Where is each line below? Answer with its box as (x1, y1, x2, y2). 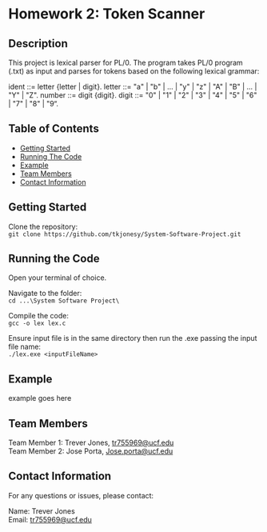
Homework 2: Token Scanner (8, 5, 205, 23)
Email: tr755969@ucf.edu (8, 514, 92, 524)
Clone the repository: (8, 222, 78, 231)
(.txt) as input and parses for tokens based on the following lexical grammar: (8, 66, 260, 76)
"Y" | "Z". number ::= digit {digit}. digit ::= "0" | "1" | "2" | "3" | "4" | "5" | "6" (8, 90, 257, 100)
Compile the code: (8, 311, 70, 321)
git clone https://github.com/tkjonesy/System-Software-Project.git (8, 230, 241, 238)
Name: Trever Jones (8, 506, 76, 516)
